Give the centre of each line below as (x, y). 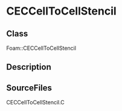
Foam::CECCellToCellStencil (41, 48)
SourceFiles (29, 88)
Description (29, 67)
